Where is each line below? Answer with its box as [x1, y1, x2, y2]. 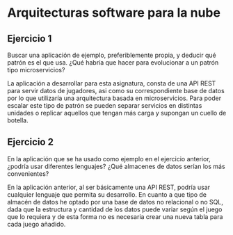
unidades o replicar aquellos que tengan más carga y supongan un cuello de [7, 109, 227, 117]
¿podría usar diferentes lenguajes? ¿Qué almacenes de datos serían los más [7, 162, 225, 170]
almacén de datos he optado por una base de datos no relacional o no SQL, [7, 197, 224, 206]
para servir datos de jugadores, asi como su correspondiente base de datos [7, 87, 225, 95]
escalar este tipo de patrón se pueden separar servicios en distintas [7, 102, 202, 109]
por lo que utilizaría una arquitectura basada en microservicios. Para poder [7, 94, 222, 102]
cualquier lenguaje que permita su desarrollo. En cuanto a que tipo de [7, 190, 207, 199]
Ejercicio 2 [7, 136, 54, 148]
